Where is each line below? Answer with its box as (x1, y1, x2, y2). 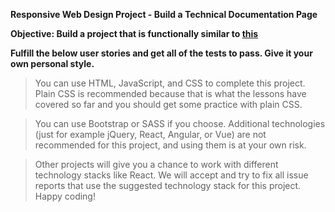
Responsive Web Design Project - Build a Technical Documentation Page (10, 9, 318, 20)
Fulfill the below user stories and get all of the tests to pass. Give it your (10, 47, 313, 59)
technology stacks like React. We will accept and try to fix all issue (34, 169, 309, 181)
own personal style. (10, 58, 95, 69)
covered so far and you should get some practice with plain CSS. (34, 99, 303, 110)
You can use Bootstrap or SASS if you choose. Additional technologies (34, 118, 326, 129)
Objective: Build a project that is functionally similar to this (10, 28, 259, 39)
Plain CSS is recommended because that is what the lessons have (34, 88, 307, 99)
